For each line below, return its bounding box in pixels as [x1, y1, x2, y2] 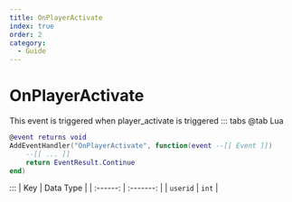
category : [9, 38, 47, 48]
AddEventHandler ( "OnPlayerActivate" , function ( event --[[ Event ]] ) [9, 141, 273, 150]
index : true [9, 22, 54, 31]
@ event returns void [9, 133, 88, 142]
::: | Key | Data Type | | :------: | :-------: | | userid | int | [9, 182, 219, 194]
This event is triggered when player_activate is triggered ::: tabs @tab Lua [9, 115, 284, 126]
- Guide [17, 47, 47, 56]
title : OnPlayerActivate [9, 13, 103, 23]
